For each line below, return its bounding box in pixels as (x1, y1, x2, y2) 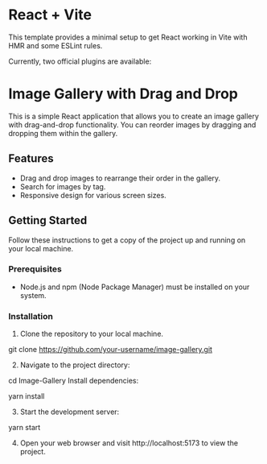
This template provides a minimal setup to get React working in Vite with (8, 32, 248, 42)
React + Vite (8, 6, 92, 24)
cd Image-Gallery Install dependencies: (8, 376, 139, 386)
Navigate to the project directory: (19, 360, 130, 370)
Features (8, 151, 54, 166)
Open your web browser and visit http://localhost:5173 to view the (19, 438, 239, 448)
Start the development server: (19, 407, 120, 416)
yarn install (8, 391, 45, 401)
